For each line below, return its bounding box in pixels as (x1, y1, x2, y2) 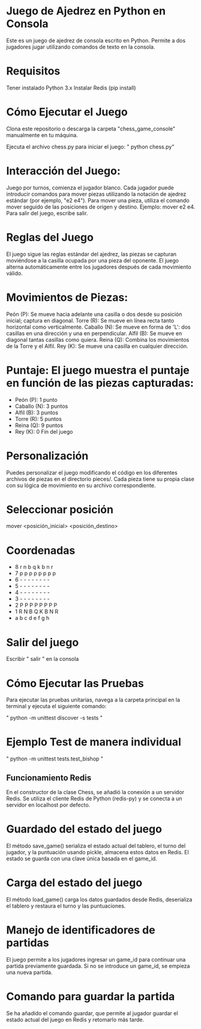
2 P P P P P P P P (14, 602, 58, 609)
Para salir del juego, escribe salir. (6, 209, 88, 217)
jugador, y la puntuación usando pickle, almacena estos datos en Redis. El (6, 848, 189, 855)
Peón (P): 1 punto (14, 396, 58, 403)
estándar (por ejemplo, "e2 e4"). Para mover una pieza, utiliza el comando (6, 196, 190, 204)
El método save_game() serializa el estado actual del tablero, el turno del (6, 842, 186, 849)
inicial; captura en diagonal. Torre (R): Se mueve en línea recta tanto (6, 317, 175, 324)
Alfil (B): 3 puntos (14, 408, 59, 416)
